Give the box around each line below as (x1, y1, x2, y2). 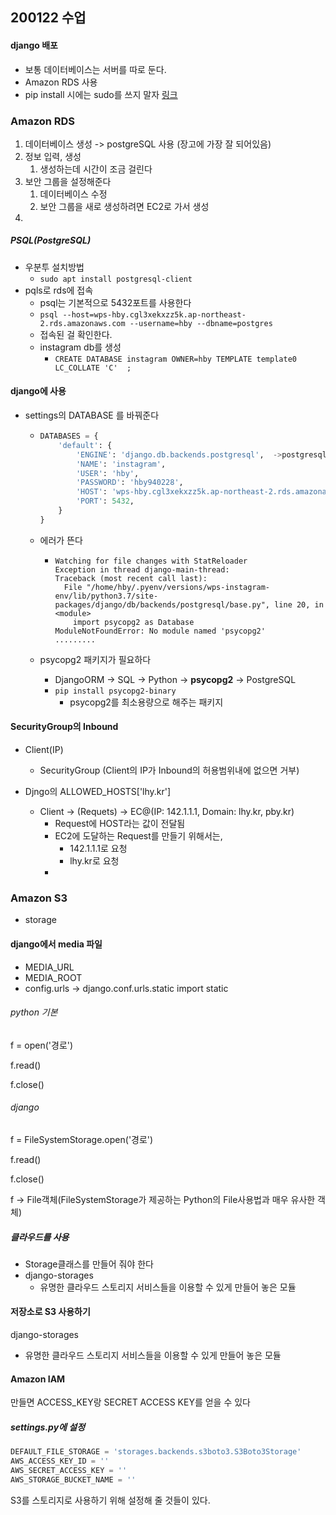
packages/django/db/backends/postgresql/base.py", (54, 599, 271, 610)
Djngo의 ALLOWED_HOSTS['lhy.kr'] (24, 786, 172, 798)
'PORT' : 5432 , (75, 496, 135, 507)
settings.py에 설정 (10, 1421, 86, 1433)
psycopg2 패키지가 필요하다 (39, 653, 152, 665)
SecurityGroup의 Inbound (10, 721, 119, 733)
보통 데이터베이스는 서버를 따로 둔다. (24, 63, 167, 75)
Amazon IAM (10, 1373, 66, 1385)
